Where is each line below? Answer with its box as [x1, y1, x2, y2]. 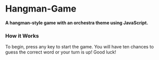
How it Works [5, 32, 39, 39]
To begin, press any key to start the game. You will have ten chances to [5, 44, 154, 50]
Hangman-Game [5, 3, 77, 15]
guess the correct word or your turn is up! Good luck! [5, 49, 116, 55]
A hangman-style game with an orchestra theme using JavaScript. [5, 20, 148, 26]
